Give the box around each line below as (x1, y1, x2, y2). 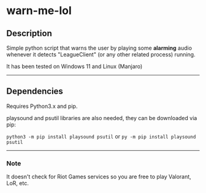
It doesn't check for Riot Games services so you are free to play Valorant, (6, 173, 191, 181)
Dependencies (6, 86, 63, 97)
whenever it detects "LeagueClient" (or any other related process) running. (6, 51, 196, 58)
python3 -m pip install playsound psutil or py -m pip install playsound (6, 132, 196, 140)
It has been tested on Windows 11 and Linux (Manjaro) (6, 62, 143, 70)
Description (6, 28, 52, 39)
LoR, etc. (6, 180, 29, 187)
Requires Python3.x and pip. (6, 102, 78, 110)
